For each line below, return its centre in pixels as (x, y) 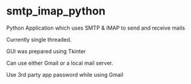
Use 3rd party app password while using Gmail (65, 74)
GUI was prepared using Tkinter (46, 51)
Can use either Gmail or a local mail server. (60, 63)
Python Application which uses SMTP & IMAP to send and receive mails (96, 28)
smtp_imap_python (56, 11)
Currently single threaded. (39, 39)
